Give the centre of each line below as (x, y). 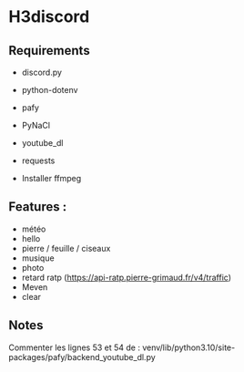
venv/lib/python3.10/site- (188, 347)
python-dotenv (50, 90)
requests (38, 160)
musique (38, 258)
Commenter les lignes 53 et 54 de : (74, 347)
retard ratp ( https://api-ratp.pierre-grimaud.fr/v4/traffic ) (126, 277)
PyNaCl (36, 125)
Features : (38, 207)
